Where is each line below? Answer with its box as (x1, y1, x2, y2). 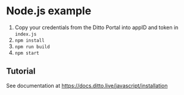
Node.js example (6, 4, 92, 18)
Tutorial (6, 66, 36, 77)
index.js (14, 31, 37, 37)
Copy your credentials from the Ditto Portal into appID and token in (14, 24, 179, 31)
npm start (14, 50, 40, 56)
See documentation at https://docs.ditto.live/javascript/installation (6, 82, 168, 89)
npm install (14, 37, 45, 43)
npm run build (14, 43, 50, 50)
